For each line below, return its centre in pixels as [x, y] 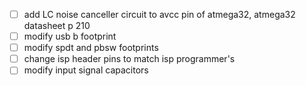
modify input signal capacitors [86, 70]
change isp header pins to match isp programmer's [129, 59]
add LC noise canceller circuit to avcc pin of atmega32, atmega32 [159, 14]
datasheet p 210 [57, 26]
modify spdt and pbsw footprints [91, 48]
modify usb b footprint [70, 36]
